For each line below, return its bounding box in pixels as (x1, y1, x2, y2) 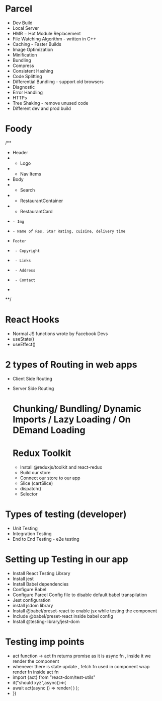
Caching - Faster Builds (12, 41, 61, 47)
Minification (12, 51, 37, 58)
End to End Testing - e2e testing (12, 536, 79, 542)
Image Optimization (12, 46, 53, 52)
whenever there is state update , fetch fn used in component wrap (12, 663, 150, 669)
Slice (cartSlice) (20, 480, 53, 486)
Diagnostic (12, 84, 35, 90)
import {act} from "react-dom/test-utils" (12, 674, 96, 680)
